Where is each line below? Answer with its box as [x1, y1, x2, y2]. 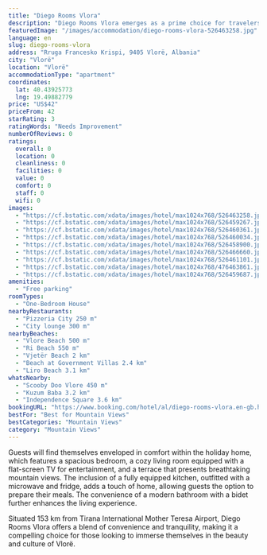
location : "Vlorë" [8, 64, 69, 72]
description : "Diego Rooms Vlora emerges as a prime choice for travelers [8, 19, 261, 27]
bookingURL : [8, 403, 48, 412]
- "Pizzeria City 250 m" [15, 315, 98, 323]
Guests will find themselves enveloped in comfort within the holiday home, [8, 447, 252, 457]
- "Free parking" [15, 285, 73, 293]
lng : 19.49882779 [15, 93, 73, 101]
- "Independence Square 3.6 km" [15, 396, 123, 404]
